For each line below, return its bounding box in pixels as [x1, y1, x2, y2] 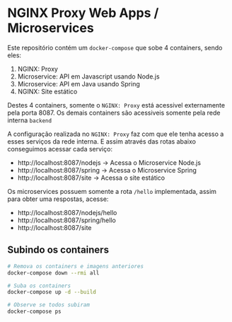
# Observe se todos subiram [7, 301, 91, 309]
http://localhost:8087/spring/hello [17, 216, 117, 224]
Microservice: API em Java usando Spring [17, 79, 140, 88]
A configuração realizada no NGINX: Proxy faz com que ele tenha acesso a [7, 130, 224, 138]
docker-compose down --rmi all [7, 269, 100, 277]
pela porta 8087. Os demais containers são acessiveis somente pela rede [7, 108, 221, 117]
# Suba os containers [7, 282, 71, 289]
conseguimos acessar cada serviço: [7, 144, 113, 153]
